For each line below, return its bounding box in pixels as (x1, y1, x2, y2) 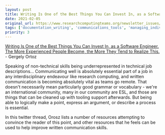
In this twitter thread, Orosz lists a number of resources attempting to (5, 114, 145, 120)
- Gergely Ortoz (5, 54, 37, 59)
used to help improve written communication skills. (5, 125, 108, 130)
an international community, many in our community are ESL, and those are (5, 89, 157, 95)
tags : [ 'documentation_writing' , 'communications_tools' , (5, 25, 126, 30)
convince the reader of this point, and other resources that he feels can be (5, 119, 156, 125)
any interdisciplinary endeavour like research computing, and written (5, 74, 144, 79)
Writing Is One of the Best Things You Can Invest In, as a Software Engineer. (5, 44, 159, 49)
